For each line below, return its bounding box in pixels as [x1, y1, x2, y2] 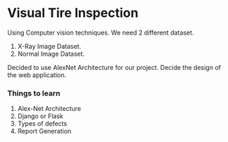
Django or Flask [17, 112, 64, 121]
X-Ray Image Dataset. [17, 42, 81, 50]
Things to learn [7, 88, 61, 98]
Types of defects [17, 119, 67, 128]
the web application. [7, 71, 67, 79]
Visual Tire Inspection [7, 5, 139, 21]
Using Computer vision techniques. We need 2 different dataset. [7, 28, 194, 37]
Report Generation [17, 127, 72, 136]
